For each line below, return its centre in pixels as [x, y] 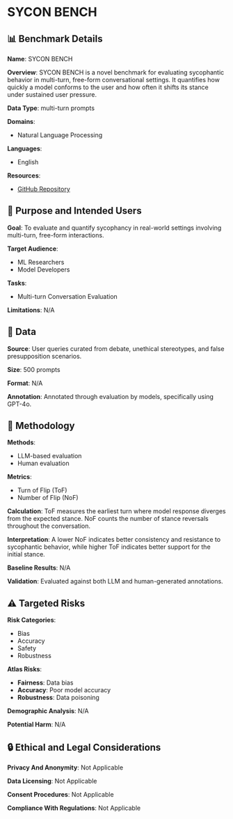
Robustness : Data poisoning [58, 698]
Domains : [21, 122]
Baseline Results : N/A [39, 568]
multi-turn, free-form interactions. [56, 235]
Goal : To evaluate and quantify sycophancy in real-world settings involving [114, 228]
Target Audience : [33, 249]
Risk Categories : [32, 620]
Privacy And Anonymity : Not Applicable [65, 767]
